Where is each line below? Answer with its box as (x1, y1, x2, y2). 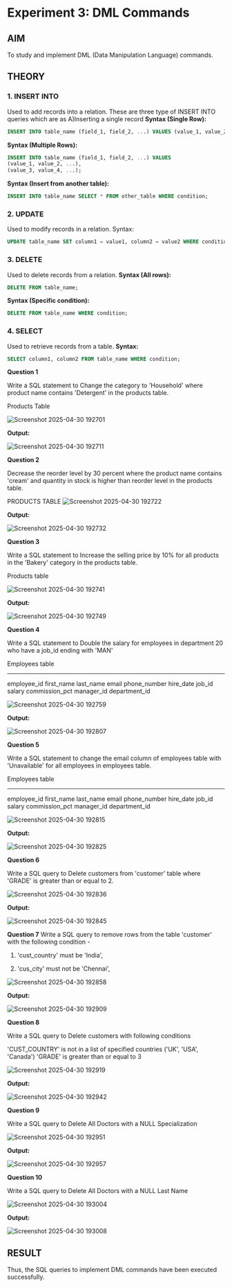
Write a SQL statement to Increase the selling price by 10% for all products (7, 551, 220, 559)
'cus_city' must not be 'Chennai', (17, 964, 110, 973)
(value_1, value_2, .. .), (7, 161, 81, 168)
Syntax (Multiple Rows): (7, 141, 78, 149)
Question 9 (7, 1106, 40, 1115)
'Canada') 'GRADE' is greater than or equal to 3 (7, 1052, 142, 1061)
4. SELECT (7, 326, 43, 336)
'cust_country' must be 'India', (17, 951, 104, 960)
